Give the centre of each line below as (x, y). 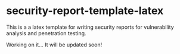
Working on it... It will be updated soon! (54, 45)
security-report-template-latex (85, 11)
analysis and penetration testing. (46, 33)
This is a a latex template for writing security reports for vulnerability (90, 27)
